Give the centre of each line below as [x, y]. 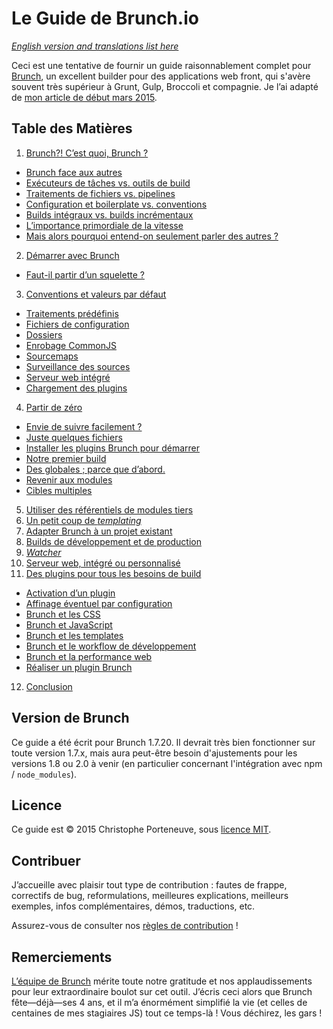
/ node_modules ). [44, 774]
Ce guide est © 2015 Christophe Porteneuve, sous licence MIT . [141, 829]
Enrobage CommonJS [71, 345]
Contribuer [46, 860]
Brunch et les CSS [63, 614]
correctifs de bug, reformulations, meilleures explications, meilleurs [150, 896]
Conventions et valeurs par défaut [96, 294]
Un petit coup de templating [83, 520]
